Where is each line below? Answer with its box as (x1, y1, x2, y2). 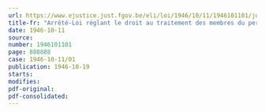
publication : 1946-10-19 (8, 63, 90, 71)
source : (8, 33, 34, 42)
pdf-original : (8, 84, 55, 93)
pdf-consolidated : (8, 92, 69, 100)
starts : (8, 70, 34, 78)
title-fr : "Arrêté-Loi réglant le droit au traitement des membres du (8, 19, 245, 27)
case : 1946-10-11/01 (8, 56, 77, 64)
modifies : (8, 77, 41, 85)
